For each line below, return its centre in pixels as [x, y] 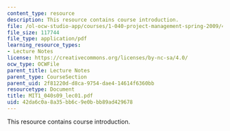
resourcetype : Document [41, 89]
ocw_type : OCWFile [33, 64]
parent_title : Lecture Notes [49, 70]
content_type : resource [41, 13]
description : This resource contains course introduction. [93, 20]
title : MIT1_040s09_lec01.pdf [50, 96]
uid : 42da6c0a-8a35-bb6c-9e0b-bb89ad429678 [70, 102]
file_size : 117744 [33, 32]
